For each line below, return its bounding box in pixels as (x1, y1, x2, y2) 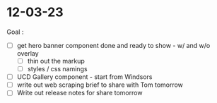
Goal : (6, 28, 24, 36)
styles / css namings (27, 65, 88, 73)
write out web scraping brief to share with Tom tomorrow (16, 80, 183, 89)
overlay (16, 49, 40, 57)
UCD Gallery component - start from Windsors (16, 73, 153, 81)
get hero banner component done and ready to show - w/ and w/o (16, 41, 211, 49)
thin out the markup (27, 57, 86, 65)
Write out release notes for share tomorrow (16, 89, 143, 97)
